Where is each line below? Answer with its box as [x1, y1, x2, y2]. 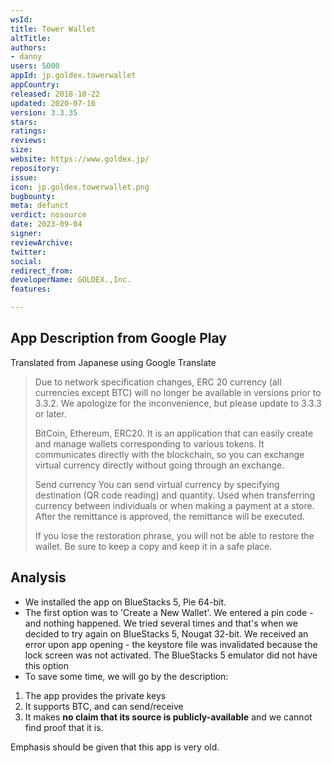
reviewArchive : [10, 237, 74, 248]
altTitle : [10, 33, 52, 43]
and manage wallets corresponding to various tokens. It [34, 437, 265, 450]
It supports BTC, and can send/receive [24, 700, 184, 712]
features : [10, 284, 52, 295]
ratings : [10, 126, 47, 136]
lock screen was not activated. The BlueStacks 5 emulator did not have [24, 649, 318, 661]
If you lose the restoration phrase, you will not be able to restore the [34, 529, 315, 541]
